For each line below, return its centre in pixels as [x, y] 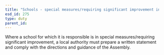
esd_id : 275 [17, 14]
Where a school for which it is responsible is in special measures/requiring [80, 37]
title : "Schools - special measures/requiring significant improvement [79, 9]
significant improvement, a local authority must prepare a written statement [81, 42]
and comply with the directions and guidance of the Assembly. [68, 47]
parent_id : [16, 23]
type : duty [16, 18]
